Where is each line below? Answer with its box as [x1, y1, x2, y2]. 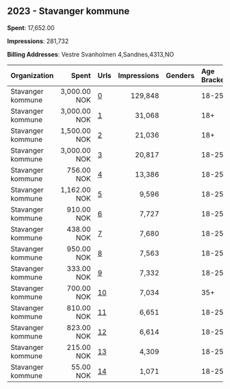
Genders [166, 71, 195, 80]
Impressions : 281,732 [7, 37, 69, 45]
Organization [10, 71, 54, 80]
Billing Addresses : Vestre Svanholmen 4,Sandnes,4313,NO [7, 50, 175, 58]
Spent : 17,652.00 [7, 23, 55, 32]
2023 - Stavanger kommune [7, 5, 130, 17]
